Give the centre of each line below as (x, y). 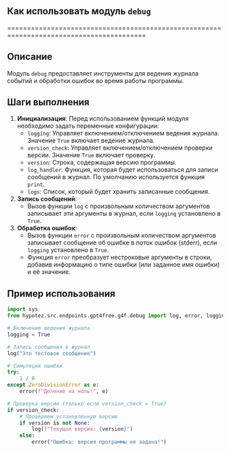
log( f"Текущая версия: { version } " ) (82, 429)
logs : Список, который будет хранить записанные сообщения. (118, 192)
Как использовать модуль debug (79, 11)
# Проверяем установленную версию (68, 416)
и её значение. (49, 272)
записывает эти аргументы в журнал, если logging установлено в (124, 214)
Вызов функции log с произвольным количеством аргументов (118, 206)
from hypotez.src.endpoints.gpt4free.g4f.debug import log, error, (105, 316)
